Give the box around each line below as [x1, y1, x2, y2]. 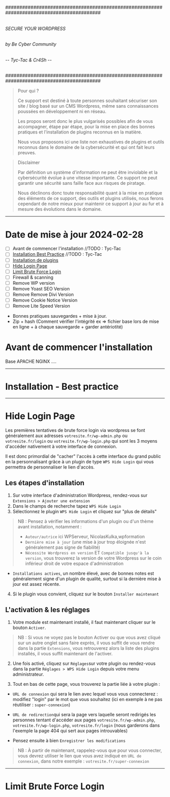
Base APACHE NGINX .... [5, 358, 57, 364]
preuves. [17, 150, 36, 156]
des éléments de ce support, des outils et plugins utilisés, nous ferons [17, 195, 164, 202]
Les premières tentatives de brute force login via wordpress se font [5, 427, 145, 433]
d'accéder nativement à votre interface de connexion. [5, 443, 117, 449]
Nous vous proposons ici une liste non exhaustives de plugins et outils [17, 139, 164, 145]
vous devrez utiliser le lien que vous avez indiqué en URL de [17, 752, 142, 758]
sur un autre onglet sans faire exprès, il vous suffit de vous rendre [17, 640, 155, 646]
